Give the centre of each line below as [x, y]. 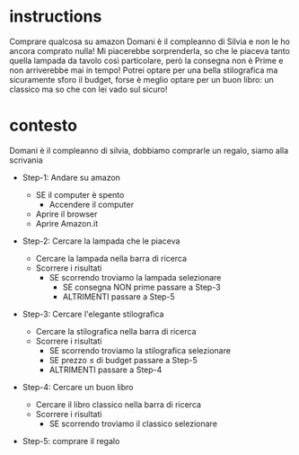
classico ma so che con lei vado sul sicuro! [88, 89]
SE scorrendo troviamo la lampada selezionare [135, 277]
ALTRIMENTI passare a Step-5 [119, 296]
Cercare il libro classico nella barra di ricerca [119, 404]
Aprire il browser [66, 214]
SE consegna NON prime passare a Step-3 [142, 287]
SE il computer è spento [80, 194]
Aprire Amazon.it [67, 223]
